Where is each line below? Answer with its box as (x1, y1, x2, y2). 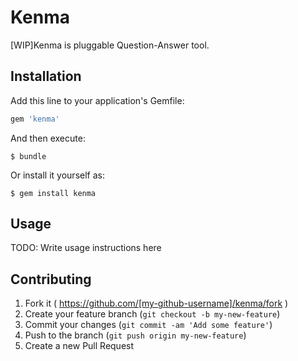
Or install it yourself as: (10, 169, 105, 181)
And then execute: (10, 132, 86, 144)
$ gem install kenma (10, 188, 97, 198)
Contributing (10, 271, 92, 288)
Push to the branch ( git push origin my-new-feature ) (24, 329, 247, 341)
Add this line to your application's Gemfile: (10, 94, 185, 106)
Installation (10, 68, 82, 85)
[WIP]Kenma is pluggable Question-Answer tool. (10, 39, 210, 51)
